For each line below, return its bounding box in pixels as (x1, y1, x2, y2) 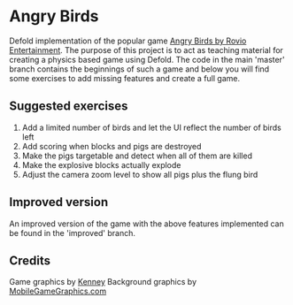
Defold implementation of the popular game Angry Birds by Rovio (9, 35, 247, 46)
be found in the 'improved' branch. (9, 227, 135, 238)
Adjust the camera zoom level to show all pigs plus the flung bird (21, 169, 258, 179)
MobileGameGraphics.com (9, 286, 107, 297)
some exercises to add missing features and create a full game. (9, 72, 241, 83)
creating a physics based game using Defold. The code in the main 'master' (9, 54, 285, 65)
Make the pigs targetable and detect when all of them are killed (21, 150, 252, 161)
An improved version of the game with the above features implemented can (9, 218, 285, 229)
